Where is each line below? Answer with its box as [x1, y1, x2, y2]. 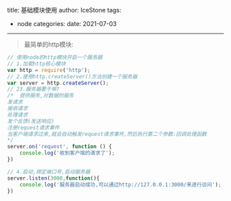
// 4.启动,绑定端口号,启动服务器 [7, 168, 91, 175]
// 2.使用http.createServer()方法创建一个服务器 [7, 73, 137, 80]
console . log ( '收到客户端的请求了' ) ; [19, 150, 115, 156]
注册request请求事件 [7, 124, 60, 131]
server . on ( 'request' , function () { [7, 143, 112, 150]
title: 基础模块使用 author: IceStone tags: [7, 6, 122, 14]
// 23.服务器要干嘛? [7, 86, 60, 93]
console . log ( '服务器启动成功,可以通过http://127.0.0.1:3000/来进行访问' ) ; [19, 181, 222, 188]
